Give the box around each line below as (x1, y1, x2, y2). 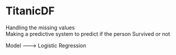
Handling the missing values (5, 24, 75, 31)
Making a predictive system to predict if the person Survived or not (5, 30, 171, 37)
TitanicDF (5, 4, 55, 18)
